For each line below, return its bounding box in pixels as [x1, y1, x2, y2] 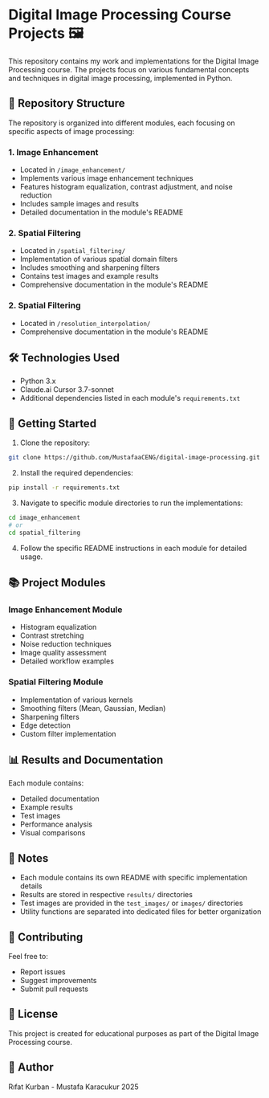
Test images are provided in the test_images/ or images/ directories [19, 898, 243, 908]
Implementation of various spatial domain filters [19, 255, 178, 264]
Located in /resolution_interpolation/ [19, 318, 151, 328]
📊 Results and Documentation [8, 753, 164, 767]
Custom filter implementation [19, 729, 116, 738]
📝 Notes [8, 851, 49, 865]
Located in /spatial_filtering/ [19, 246, 126, 255]
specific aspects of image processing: [8, 126, 135, 136]
